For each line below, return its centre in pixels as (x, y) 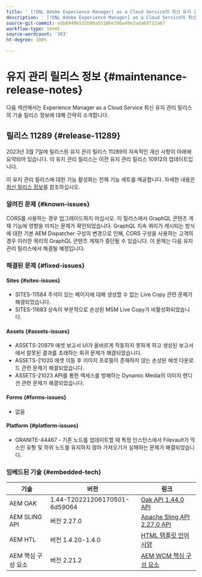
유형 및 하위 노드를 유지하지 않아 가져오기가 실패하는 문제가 (95, 447)
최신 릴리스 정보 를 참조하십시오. (43, 187)
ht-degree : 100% (26, 40)
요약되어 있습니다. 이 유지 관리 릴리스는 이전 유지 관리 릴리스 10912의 (87, 159)
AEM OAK (23, 503)
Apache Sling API (165, 517)
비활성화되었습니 (171, 310)
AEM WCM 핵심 (163, 556)
